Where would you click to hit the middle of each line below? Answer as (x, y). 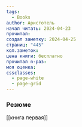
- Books (21, 17)
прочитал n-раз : (26, 61)
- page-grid (27, 84)
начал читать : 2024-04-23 (38, 28)
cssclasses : (21, 73)
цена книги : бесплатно (34, 56)
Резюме (19, 104)
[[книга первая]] (27, 117)
